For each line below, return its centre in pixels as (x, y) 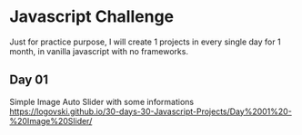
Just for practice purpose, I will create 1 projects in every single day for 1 (145, 42)
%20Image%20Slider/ (51, 121)
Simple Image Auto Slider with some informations (101, 101)
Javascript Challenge (92, 17)
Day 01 (29, 80)
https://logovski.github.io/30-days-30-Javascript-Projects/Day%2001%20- (151, 111)
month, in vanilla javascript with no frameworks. (99, 51)
